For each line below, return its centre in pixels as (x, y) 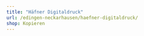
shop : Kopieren (26, 23)
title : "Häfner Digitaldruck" (45, 12)
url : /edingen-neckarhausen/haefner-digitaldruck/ (72, 18)
